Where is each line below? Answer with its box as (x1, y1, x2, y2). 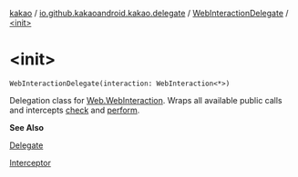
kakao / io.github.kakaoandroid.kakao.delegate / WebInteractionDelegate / (9, 8, 289, 18)
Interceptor (9, 157, 52, 168)
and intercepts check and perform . (9, 104, 140, 115)
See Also (9, 122, 44, 133)
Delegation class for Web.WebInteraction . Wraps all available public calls (9, 94, 283, 105)
